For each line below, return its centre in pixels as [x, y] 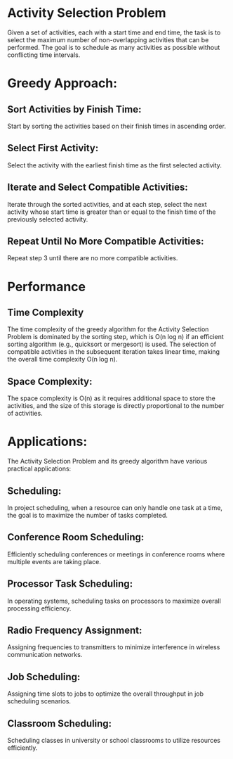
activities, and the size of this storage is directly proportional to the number [116, 406]
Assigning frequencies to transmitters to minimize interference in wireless [114, 647]
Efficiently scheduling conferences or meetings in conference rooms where [116, 554]
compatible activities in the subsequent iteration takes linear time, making [113, 352]
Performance [47, 287]
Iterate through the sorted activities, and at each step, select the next [107, 204]
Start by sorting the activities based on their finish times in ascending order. [117, 126]
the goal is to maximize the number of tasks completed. [88, 515]
